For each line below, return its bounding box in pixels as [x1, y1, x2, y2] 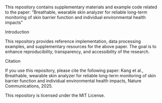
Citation [5, 58, 21, 64]
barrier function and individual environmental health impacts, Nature [5, 78, 142, 84]
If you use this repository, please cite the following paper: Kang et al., [5, 68, 144, 73]
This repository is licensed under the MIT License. [5, 92, 105, 98]
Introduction [5, 29, 30, 34]
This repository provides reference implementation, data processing [5, 38, 141, 44]
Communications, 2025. [5, 83, 53, 89]
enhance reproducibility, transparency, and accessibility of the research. [5, 49, 150, 54]
